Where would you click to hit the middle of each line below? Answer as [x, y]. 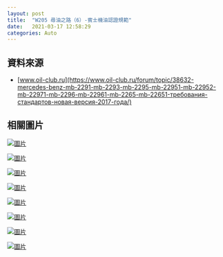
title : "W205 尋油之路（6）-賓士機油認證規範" [70, 20]
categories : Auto [32, 33]
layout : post [26, 14]
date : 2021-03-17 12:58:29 [49, 26]
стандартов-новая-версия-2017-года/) [75, 102]
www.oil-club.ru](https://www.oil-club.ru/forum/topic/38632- [107, 80]
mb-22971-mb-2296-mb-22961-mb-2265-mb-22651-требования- [113, 95]
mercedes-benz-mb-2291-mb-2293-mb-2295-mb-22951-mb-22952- [116, 87]
